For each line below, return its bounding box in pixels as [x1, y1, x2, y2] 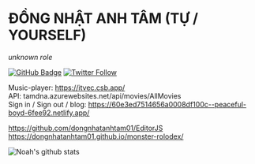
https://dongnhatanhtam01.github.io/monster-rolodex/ [8, 132, 184, 141]
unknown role [8, 52, 53, 61]
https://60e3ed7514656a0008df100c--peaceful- [88, 99, 247, 109]
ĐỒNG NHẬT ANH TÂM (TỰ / [8, 9, 199, 28]
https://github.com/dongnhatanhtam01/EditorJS [8, 123, 163, 132]
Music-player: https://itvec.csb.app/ [8, 83, 126, 92]
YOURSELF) [8, 26, 87, 44]
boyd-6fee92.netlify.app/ [8, 108, 90, 117]
